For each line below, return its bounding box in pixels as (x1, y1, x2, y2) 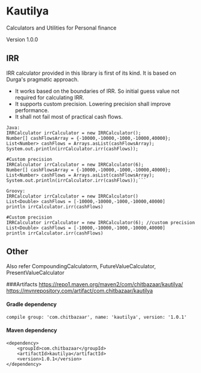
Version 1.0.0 (6, 36, 39, 43)
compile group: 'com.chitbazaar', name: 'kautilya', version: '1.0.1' (6, 314, 187, 320)
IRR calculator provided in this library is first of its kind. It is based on (6, 69, 176, 77)
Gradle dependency (6, 301, 57, 308)
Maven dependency (6, 327, 57, 334)
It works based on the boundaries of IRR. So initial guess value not (14, 87, 180, 95)
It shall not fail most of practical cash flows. (14, 113, 123, 120)
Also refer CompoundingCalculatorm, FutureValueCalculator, (6, 262, 156, 269)
